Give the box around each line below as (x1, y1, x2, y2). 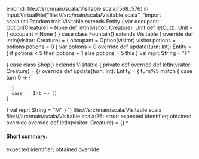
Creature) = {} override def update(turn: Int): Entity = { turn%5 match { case (6, 68, 193, 74)
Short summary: (6, 133, 48, 140)
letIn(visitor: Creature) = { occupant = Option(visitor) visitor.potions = (6, 37, 176, 44)
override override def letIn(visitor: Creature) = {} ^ (6, 119, 128, 126)
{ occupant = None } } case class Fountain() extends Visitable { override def (6, 30, 194, 38)
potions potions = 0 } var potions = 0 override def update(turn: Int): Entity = (6, 43, 192, 50)
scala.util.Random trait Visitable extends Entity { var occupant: (6, 18, 160, 25)
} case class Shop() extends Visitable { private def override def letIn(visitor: (6, 61, 192, 68)
